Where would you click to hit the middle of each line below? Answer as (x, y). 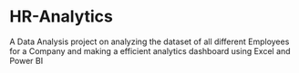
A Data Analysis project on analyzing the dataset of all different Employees (149, 41)
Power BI (26, 60)
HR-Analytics (62, 17)
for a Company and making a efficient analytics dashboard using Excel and (150, 50)
